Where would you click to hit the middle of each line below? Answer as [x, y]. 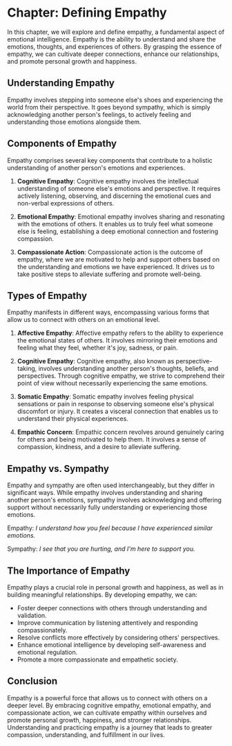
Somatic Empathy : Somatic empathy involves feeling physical [105, 397]
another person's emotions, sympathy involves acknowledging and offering [115, 500]
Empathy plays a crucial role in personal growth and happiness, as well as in [115, 587]
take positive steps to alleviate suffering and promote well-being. [109, 274]
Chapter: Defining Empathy [87, 13]
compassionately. [42, 630]
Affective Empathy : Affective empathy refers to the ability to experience [120, 333]
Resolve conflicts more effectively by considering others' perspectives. [118, 637]
